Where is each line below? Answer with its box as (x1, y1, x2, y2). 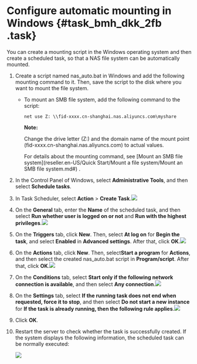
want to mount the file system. (15, 84, 89, 91)
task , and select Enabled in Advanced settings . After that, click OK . (15, 237, 181, 244)
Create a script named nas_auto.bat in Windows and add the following (15, 72, 185, 79)
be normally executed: (15, 340, 70, 347)
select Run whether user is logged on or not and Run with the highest (15, 212, 186, 219)
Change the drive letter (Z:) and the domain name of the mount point (23, 135, 190, 142)
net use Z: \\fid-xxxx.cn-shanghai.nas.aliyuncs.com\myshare (23, 113, 176, 120)
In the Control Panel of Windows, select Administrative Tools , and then (15, 176, 188, 183)
